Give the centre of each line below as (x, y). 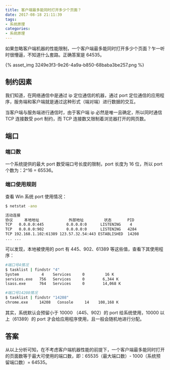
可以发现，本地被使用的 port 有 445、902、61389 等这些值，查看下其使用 (82, 249)
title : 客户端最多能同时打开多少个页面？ (44, 10)
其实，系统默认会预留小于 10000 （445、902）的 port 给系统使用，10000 (82, 312)
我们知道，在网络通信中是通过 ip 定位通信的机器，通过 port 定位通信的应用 (83, 95)
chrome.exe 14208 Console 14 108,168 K (62, 302)
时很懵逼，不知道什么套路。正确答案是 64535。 (55, 55)
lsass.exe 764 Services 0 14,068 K (63, 284)
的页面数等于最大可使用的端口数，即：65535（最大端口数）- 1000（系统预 (83, 356)
